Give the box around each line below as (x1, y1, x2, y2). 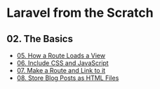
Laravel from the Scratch (6, 5, 154, 21)
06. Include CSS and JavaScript (16, 59, 109, 67)
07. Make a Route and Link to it (16, 67, 106, 74)
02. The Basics (6, 33, 73, 45)
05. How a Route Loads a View (16, 51, 106, 60)
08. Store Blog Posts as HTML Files (16, 74, 119, 82)
